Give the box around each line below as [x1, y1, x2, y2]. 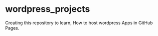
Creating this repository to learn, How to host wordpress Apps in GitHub [5, 20, 153, 26]
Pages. [5, 25, 19, 31]
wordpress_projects [5, 3, 90, 15]
